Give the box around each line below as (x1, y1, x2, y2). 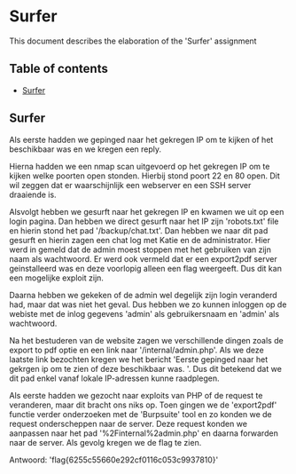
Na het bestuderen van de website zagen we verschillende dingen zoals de (9, 335, 284, 345)
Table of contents (9, 61, 108, 76)
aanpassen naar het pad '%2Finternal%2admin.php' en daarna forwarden (9, 428, 279, 438)
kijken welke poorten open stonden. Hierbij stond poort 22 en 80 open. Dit (9, 170, 281, 181)
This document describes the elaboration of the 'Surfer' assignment (9, 36, 257, 46)
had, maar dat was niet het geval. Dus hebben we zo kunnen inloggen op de (9, 299, 287, 310)
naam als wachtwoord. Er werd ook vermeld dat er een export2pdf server (9, 253, 277, 264)
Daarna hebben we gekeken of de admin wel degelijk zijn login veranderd (9, 289, 277, 300)
